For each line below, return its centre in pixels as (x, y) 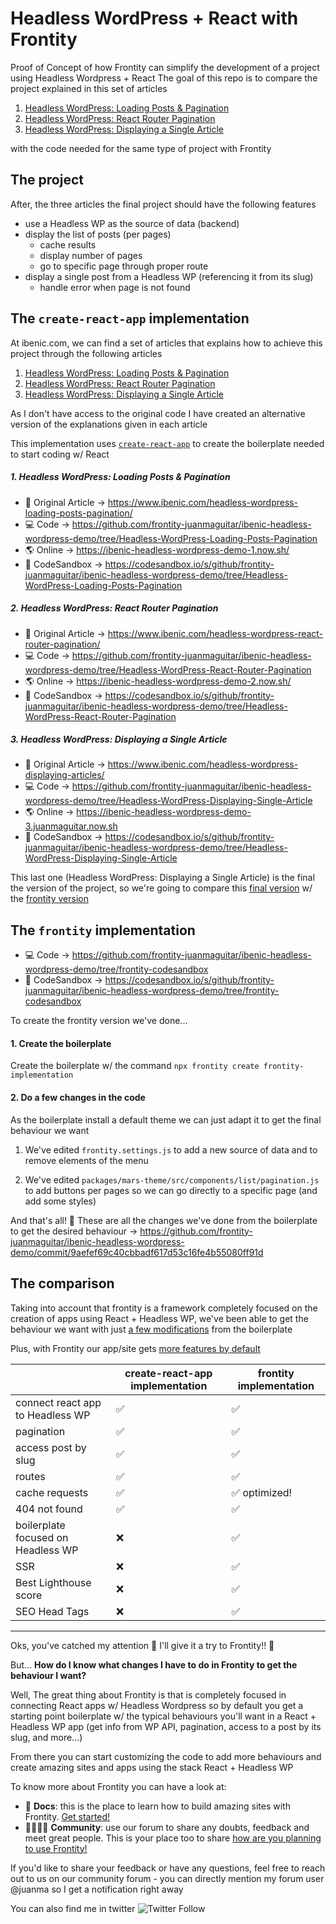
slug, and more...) (46, 1737)
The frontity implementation (103, 930)
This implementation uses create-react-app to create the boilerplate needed (167, 443)
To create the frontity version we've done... (99, 1021)
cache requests (52, 1492)
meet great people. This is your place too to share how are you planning (173, 1838)
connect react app (58, 1402)
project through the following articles (86, 353)
